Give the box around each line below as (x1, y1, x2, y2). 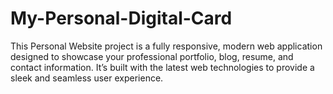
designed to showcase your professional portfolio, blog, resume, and (10, 50, 294, 62)
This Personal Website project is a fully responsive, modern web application (10, 40, 323, 52)
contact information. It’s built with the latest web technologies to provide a (10, 61, 315, 73)
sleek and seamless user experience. (10, 72, 164, 84)
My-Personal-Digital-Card (10, 7, 233, 30)
